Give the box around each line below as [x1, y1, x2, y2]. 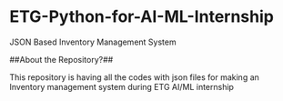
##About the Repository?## [9, 54, 114, 65]
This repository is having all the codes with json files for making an [9, 71, 259, 83]
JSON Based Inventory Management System [9, 36, 177, 47]
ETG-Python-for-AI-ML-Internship [9, 6, 275, 27]
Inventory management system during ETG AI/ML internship [9, 81, 235, 92]
